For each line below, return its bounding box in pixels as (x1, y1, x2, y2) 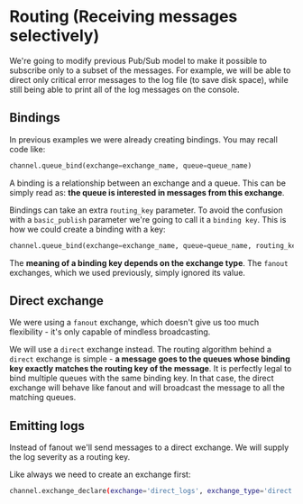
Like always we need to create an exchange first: (9, 469, 191, 480)
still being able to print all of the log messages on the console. (9, 84, 240, 95)
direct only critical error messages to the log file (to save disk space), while (9, 74, 289, 85)
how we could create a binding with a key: (9, 224, 166, 234)
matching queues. (9, 392, 77, 403)
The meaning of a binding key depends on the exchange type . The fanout (9, 257, 289, 268)
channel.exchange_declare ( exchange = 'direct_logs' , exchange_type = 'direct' (9, 487, 297, 496)
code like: (9, 143, 46, 154)
